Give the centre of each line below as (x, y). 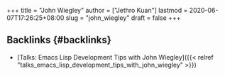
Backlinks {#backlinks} (59, 40)
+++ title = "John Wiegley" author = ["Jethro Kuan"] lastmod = (97, 10)
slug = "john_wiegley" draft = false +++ (124, 18)
